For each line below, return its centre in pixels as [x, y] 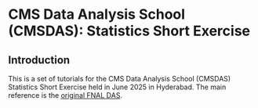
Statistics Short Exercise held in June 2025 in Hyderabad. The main [117, 87]
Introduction [39, 60]
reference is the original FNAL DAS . [65, 95]
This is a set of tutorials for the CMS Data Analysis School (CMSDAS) [120, 79]
